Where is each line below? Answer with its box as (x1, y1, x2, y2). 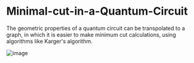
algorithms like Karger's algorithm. (6, 37, 93, 45)
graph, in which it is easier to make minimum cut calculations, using (6, 31, 176, 38)
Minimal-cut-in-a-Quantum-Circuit (6, 4, 188, 18)
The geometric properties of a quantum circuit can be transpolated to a (6, 24, 185, 32)
